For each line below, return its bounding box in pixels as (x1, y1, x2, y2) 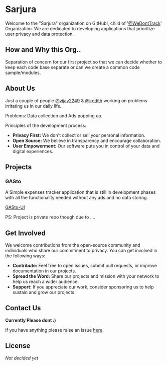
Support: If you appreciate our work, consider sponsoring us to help (12, 284, 154, 290)
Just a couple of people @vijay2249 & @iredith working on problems (5, 97, 147, 104)
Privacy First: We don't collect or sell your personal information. (12, 132, 145, 138)
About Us (5, 84, 35, 93)
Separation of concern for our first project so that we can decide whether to (5, 59, 162, 65)
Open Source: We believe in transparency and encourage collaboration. (12, 137, 161, 143)
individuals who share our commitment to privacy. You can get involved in (5, 248, 158, 254)
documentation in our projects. (12, 268, 76, 274)
